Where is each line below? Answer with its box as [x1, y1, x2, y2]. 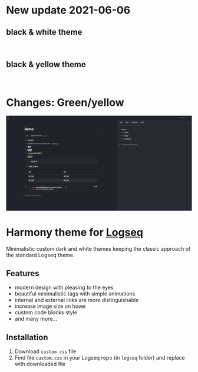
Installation [6, 332, 48, 342]
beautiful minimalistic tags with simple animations [14, 290, 136, 297]
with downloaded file [14, 360, 66, 368]
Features [6, 268, 39, 278]
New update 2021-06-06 [6, 4, 131, 17]
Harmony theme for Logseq [6, 225, 143, 239]
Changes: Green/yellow [6, 96, 125, 109]
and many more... [14, 315, 58, 323]
